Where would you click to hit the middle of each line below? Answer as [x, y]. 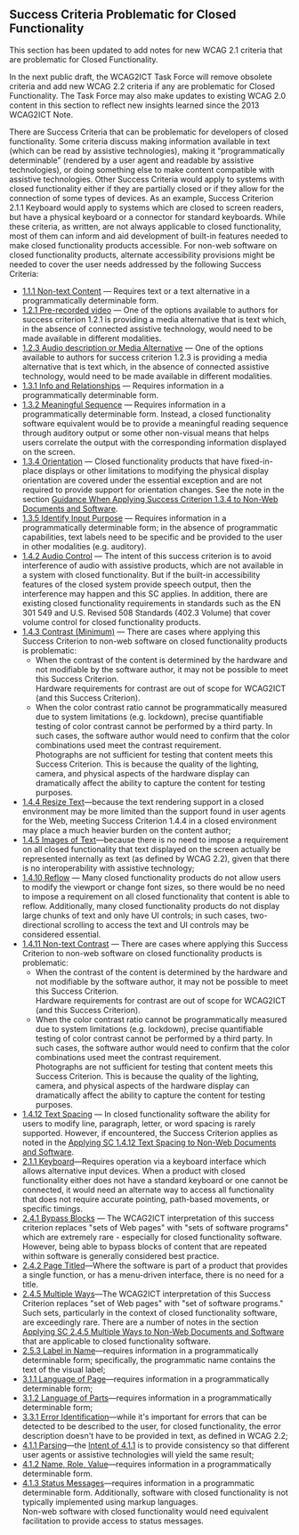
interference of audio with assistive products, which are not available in [153, 565]
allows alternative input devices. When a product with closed [134, 1171]
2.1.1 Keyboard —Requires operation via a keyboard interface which [144, 1161]
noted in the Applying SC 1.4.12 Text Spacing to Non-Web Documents [149, 1142]
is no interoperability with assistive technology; [108, 868]
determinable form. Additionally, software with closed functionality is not [155, 1492]
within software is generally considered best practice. [121, 1255]
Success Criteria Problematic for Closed [123, 15]
